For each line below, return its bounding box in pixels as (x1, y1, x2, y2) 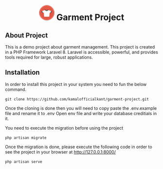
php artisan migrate (5, 135, 47, 140)
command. (5, 86, 27, 92)
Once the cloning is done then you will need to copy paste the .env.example (5, 105, 157, 111)
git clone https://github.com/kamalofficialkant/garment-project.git (5, 97, 149, 101)
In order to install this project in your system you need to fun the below (5, 81, 147, 87)
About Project (5, 31, 48, 39)
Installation (5, 68, 40, 77)
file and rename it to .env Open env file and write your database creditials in (5, 110, 157, 116)
